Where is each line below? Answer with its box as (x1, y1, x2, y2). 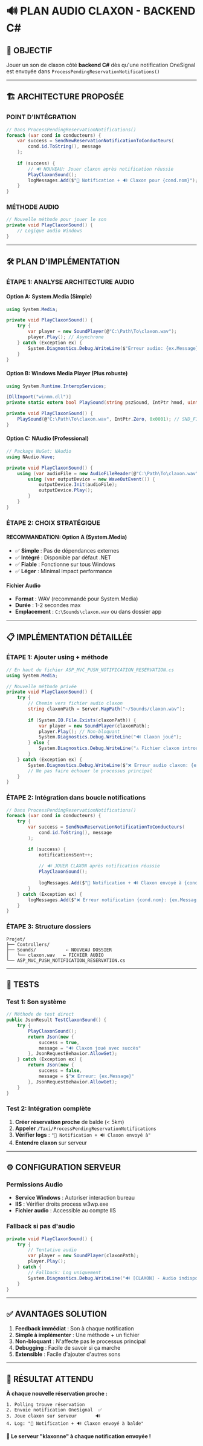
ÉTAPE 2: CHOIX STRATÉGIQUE (6, 518, 101, 527)
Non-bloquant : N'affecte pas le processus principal (14, 1338, 146, 1345)
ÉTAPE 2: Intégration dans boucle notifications (6, 794, 146, 802)
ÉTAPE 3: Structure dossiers (6, 922, 91, 931)
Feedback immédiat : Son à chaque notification (14, 1325, 134, 1332)
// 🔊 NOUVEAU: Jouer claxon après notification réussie (28, 166, 174, 172)
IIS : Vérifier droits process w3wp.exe (14, 1200, 109, 1208)
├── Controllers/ (6, 941, 50, 947)
